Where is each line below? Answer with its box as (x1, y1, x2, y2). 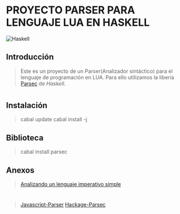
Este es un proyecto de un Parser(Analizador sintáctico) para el (20, 68, 173, 75)
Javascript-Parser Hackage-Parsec (20, 201, 106, 208)
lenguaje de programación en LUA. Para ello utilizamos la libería (20, 73, 174, 80)
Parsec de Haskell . (20, 80, 66, 87)
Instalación (6, 100, 48, 110)
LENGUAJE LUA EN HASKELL (6, 16, 150, 29)
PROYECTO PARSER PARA (6, 3, 136, 17)
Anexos (6, 165, 35, 175)
